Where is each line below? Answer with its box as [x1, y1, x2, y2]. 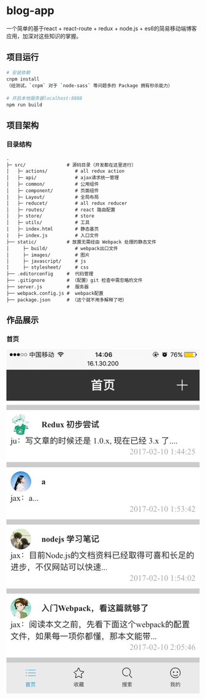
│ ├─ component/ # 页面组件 [6, 188, 99, 194]
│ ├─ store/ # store [6, 213, 95, 219]
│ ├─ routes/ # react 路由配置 [6, 207, 115, 213]
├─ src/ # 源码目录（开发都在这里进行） [6, 162, 137, 168]
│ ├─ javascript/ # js [6, 258, 86, 264]
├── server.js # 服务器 [6, 283, 89, 290]
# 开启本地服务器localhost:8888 [6, 96, 83, 102]
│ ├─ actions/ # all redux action [6, 168, 124, 174]
